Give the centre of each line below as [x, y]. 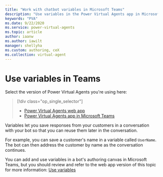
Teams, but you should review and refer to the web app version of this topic [81, 165]
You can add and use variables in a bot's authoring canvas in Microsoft [76, 160]
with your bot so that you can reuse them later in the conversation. [72, 130]
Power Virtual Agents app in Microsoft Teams [69, 116]
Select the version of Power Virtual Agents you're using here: [66, 92]
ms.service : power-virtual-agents [40, 28]
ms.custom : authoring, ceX [32, 50]
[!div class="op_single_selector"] [50, 101]
